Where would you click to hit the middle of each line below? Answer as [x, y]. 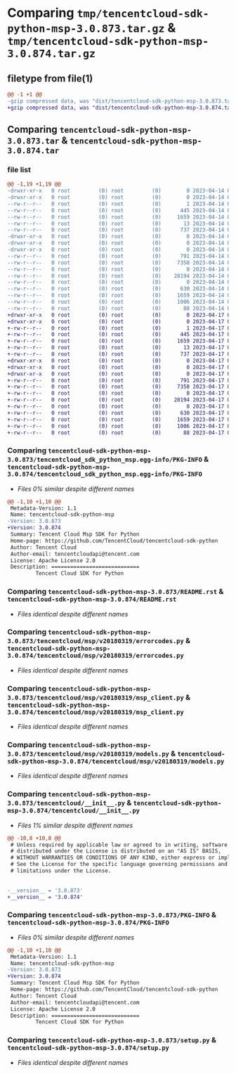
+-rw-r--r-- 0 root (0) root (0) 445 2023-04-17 [116, 335]
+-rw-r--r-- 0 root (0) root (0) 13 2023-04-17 [116, 348]
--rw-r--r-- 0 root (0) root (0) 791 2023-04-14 [116, 256]
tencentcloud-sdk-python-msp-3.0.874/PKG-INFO [88, 923]
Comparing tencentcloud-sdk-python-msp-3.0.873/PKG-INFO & [112, 915]
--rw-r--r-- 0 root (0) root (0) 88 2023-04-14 [116, 308]
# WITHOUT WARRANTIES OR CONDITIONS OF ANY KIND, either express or [113, 858]
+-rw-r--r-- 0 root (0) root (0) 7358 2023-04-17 [116, 387]
